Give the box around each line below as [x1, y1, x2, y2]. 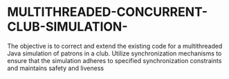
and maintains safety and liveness [7, 64, 104, 72]
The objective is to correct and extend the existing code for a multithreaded [7, 42, 223, 50]
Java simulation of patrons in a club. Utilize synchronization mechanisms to [7, 49, 222, 58]
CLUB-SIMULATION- [7, 19, 128, 35]
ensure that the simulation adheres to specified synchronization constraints [7, 56, 222, 64]
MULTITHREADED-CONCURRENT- [7, 4, 208, 20]
